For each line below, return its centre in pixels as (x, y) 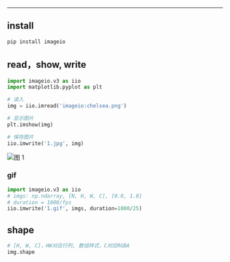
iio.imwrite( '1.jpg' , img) (46, 143)
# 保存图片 (21, 137)
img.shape (21, 252)
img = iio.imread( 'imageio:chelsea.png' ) (67, 106)
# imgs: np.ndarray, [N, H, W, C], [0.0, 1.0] (75, 196)
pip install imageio (37, 42)
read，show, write (47, 65)
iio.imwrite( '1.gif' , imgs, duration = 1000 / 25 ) (75, 209)
